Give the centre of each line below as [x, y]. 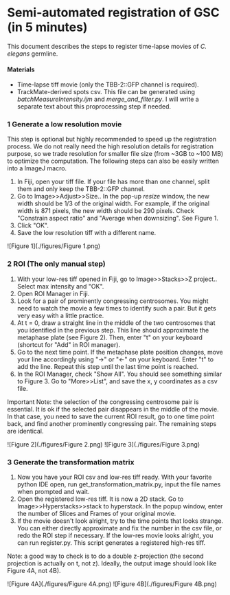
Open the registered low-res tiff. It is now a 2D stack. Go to [100, 499]
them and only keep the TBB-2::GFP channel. [81, 189]
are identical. [25, 431]
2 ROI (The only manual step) [57, 264]
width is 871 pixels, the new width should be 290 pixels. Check [105, 211]
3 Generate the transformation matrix [71, 462]
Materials [21, 69]
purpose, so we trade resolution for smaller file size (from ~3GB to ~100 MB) [115, 154]
